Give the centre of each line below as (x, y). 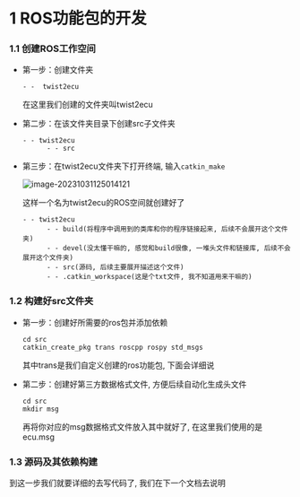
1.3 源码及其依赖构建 (54, 461)
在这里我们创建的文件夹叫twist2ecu (88, 105)
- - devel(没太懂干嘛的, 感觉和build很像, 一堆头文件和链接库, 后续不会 (168, 248)
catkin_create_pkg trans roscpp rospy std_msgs (112, 347)
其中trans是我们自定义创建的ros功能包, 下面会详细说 (118, 365)
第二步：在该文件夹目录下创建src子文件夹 (99, 124)
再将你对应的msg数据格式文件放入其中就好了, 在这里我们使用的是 (142, 426)
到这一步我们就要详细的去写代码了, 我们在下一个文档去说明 (117, 483)
